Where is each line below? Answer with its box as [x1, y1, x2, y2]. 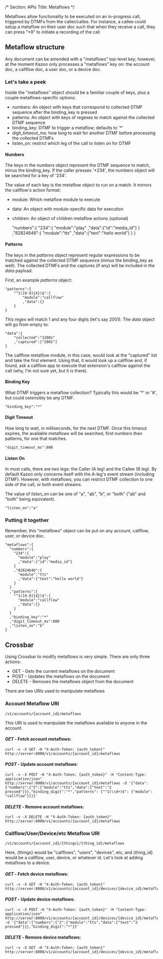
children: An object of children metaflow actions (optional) [12, 216, 129, 221]
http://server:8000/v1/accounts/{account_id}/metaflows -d [5, 780, 127, 785]
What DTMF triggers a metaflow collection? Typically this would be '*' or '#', [5, 389, 158, 396]
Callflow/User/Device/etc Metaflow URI [5, 830, 100, 837]
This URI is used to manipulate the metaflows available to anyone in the [5, 720, 147, 725]
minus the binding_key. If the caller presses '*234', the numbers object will [5, 167, 155, 173]
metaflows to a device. [5, 860, 50, 866]
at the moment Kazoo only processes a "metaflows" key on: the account [5, 61, 150, 67]
